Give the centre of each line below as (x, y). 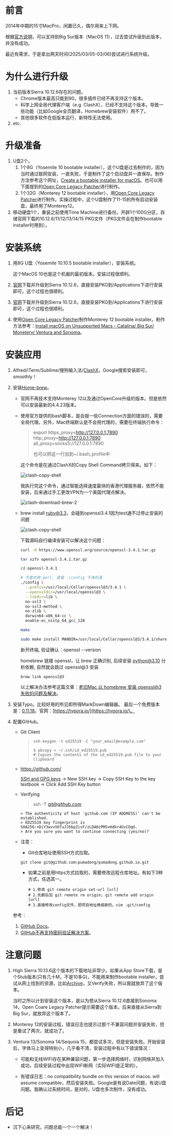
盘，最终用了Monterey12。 (48, 205)
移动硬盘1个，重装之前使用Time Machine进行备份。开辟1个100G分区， (87, 212)
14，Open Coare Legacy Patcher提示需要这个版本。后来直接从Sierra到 (87, 1007)
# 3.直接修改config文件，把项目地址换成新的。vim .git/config (89, 905)
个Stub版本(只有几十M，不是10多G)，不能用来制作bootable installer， (86, 977)
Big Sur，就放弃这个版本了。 (43, 1013)
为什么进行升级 (37, 77)
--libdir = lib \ (41, 597)
